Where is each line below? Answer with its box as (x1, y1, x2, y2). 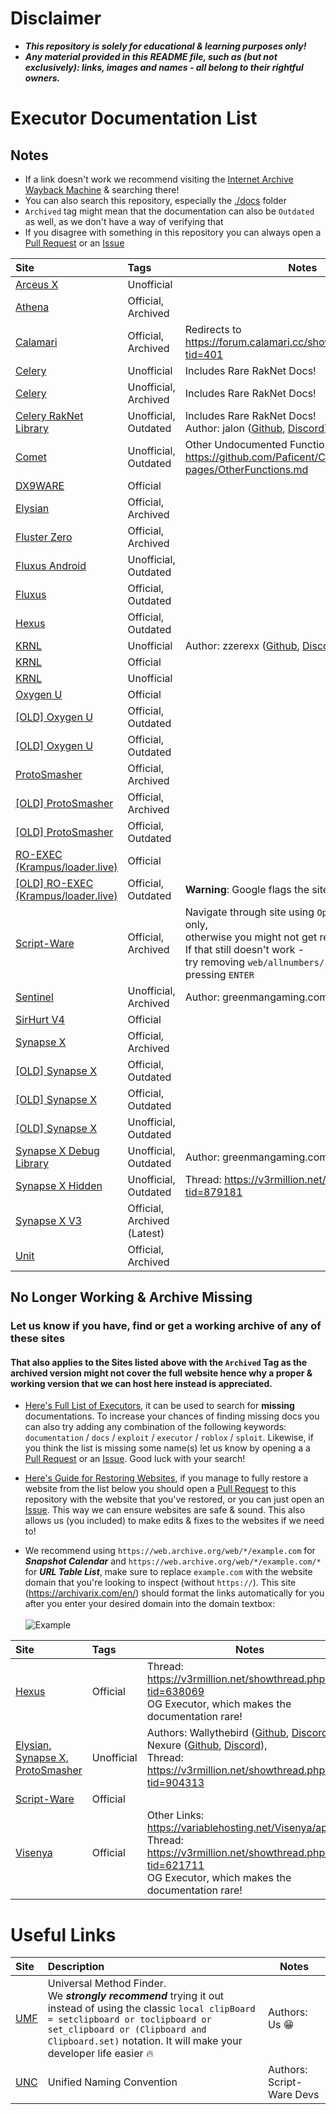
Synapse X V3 (15, 1213, 83, 1227)
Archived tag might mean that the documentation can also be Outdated (24, 205, 315, 217)
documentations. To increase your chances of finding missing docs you (24, 1410, 320, 1422)
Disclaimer (10, 7, 102, 30)
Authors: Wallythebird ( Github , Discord (146, 1726, 328, 1740)
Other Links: (146, 1808, 205, 1822)
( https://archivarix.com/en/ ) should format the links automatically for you (24, 1587, 325, 1599)
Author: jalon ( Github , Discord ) (184, 421, 329, 435)
